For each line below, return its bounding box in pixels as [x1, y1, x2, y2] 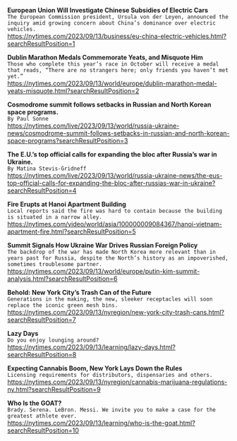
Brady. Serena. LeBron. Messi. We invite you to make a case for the [7, 406, 217, 413]
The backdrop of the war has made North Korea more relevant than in [7, 248, 217, 255]
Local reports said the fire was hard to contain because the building [7, 207, 222, 215]
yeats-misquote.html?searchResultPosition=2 [7, 87, 140, 95]
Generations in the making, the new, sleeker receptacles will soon [7, 296, 213, 303]
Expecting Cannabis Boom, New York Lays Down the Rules [7, 364, 183, 373]
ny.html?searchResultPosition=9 [7, 385, 101, 394]
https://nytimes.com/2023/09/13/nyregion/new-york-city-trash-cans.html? [7, 308, 224, 316]
